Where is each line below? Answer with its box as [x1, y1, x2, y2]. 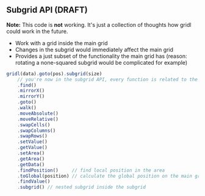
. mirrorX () [17, 88, 45, 94]
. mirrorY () [17, 93, 45, 100]
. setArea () [17, 150, 45, 156]
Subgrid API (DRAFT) [6, 5, 88, 15]
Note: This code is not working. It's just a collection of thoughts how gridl [6, 21, 192, 28]
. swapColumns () [17, 128, 56, 134]
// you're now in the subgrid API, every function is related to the [17, 76, 198, 82]
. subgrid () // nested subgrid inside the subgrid [17, 184, 146, 191]
